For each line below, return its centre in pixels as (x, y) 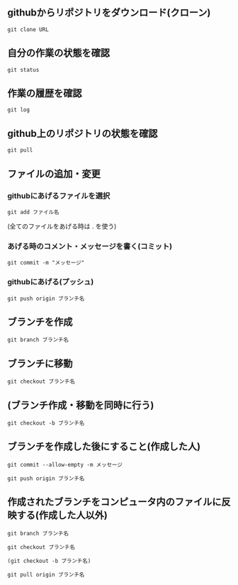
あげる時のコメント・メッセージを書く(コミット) (90, 246)
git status (23, 69)
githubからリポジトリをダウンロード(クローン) (109, 13)
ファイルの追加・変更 (54, 173)
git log (19, 110)
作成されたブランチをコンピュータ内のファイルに (114, 502)
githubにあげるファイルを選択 (59, 196)
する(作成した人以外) (62, 515)
